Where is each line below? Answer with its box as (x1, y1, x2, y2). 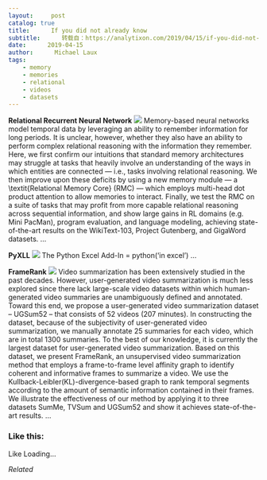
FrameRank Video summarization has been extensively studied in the (8, 267, 246, 277)
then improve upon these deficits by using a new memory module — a (8, 175, 238, 185)
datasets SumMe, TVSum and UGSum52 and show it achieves (8, 403, 212, 412)
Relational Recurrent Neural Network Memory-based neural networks (8, 116, 250, 126)
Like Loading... (8, 449, 57, 459)
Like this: (8, 431, 44, 442)
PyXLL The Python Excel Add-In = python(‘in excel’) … (8, 251, 197, 260)
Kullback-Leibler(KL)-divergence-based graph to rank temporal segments (8, 377, 250, 387)
